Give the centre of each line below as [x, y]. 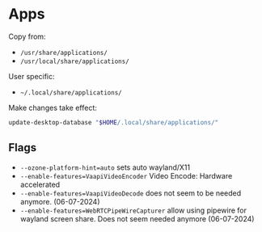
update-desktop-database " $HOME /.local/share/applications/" [114, 122]
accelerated [40, 184]
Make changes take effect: [53, 108]
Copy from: [27, 36]
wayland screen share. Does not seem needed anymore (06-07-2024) [137, 218]
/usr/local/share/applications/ [74, 61]
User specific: [32, 76]
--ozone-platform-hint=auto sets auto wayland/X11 [105, 167]
